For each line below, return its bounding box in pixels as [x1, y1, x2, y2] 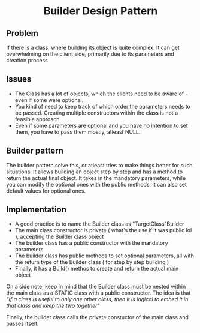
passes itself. [6, 320, 39, 328]
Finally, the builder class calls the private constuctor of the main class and [6, 314, 189, 321]
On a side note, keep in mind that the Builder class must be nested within [6, 283, 186, 290]
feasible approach [14, 115, 60, 122]
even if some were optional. [14, 96, 84, 103]
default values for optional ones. [6, 187, 86, 194]
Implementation [6, 205, 67, 215]
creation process [6, 57, 48, 64]
